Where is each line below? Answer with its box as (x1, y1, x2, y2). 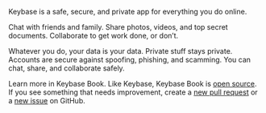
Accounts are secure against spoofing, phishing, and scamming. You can (8, 55, 251, 64)
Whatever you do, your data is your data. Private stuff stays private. (8, 46, 233, 55)
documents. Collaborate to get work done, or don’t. (8, 31, 179, 40)
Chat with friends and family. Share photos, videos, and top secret (8, 22, 228, 31)
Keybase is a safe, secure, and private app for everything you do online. (8, 7, 247, 16)
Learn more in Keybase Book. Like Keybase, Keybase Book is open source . (8, 79, 257, 88)
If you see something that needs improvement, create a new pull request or (8, 87, 258, 97)
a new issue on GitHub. (8, 96, 86, 105)
